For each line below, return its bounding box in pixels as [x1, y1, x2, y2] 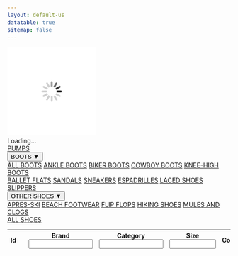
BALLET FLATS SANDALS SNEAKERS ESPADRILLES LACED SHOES [7, 176, 203, 184]
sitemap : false [7, 26, 52, 33]
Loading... [7, 137, 37, 145]
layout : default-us [7, 11, 65, 18]
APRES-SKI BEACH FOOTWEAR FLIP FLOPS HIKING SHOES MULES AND [7, 201, 220, 209]
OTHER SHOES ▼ [11, 192, 62, 200]
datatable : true [7, 18, 55, 26]
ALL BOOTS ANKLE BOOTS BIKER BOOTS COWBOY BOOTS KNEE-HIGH [7, 161, 220, 169]
